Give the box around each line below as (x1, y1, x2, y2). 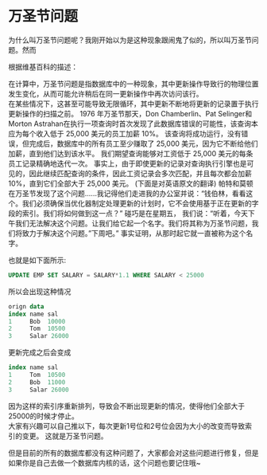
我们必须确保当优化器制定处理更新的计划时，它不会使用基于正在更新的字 (21, 198, 259, 208)
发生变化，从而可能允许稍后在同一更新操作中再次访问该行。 (8, 88, 203, 98)
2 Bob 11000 (8, 378, 66, 387)
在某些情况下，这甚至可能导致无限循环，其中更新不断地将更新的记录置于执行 (8, 99, 259, 108)
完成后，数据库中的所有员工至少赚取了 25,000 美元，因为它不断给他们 (29, 139, 258, 148)
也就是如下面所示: (8, 255, 67, 265)
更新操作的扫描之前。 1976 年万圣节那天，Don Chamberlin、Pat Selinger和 (8, 108, 253, 118)
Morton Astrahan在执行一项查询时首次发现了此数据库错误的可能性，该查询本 (8, 119, 258, 128)
